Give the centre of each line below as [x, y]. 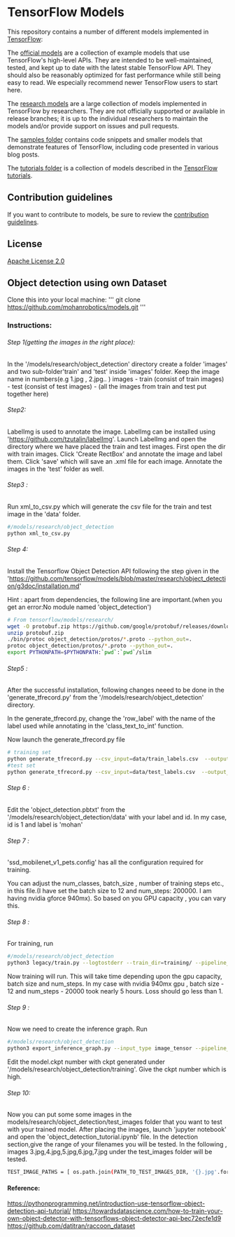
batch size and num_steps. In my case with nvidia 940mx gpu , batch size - [116, 984]
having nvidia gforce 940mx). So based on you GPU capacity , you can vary [117, 898]
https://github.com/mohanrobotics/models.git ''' [77, 307]
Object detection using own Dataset [87, 282]
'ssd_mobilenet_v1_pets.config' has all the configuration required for [106, 862]
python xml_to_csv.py [39, 533]
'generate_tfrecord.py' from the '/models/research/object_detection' [106, 697]
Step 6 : [19, 788]
